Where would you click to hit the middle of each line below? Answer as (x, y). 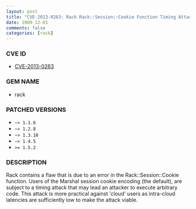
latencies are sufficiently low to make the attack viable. (72, 200)
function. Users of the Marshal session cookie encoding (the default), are (94, 181)
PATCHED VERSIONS (36, 109)
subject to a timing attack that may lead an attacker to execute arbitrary (92, 187)
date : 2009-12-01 (27, 22)
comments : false (26, 28)
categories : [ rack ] (30, 33)
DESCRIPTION (27, 162)
